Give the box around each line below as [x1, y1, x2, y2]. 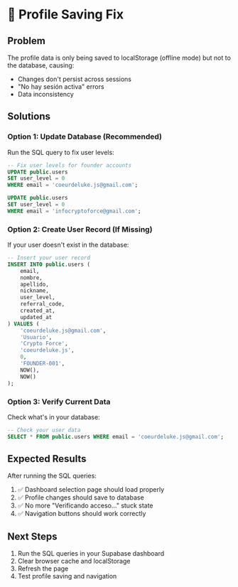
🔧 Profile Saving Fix [7, 6, 124, 23]
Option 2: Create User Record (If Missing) [7, 224, 153, 234]
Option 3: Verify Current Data [7, 397, 111, 406]
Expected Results [7, 453, 87, 465]
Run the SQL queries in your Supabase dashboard [17, 549, 165, 558]
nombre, [20, 274, 43, 281]
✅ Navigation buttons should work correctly [17, 510, 146, 518]
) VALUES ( [7, 320, 40, 328]
